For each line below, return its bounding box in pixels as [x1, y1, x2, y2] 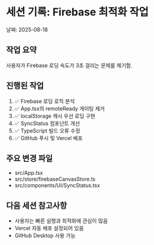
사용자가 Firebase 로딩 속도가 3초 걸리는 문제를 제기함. [6, 61, 133, 68]
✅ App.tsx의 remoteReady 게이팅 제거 [14, 104, 105, 112]
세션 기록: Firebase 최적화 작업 [6, 5, 149, 19]
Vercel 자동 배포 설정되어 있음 [14, 225, 84, 232]
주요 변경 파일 [6, 153, 53, 163]
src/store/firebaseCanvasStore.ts [14, 175, 96, 183]
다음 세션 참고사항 [6, 200, 67, 210]
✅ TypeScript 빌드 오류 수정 [14, 127, 81, 134]
